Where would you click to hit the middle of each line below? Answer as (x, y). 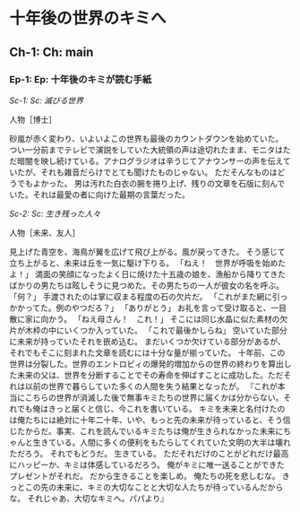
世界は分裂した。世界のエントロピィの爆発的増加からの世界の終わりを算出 (146, 363)
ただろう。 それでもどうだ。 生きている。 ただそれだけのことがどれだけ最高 (149, 453)
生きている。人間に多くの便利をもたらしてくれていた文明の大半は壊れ (162, 442)
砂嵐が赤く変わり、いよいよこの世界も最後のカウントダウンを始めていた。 (146, 138)
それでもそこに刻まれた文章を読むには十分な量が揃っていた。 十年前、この (147, 352)
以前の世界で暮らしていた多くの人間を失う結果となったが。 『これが (151, 386)
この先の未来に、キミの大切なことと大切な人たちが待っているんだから (154, 487)
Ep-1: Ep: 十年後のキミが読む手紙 (81, 79)
